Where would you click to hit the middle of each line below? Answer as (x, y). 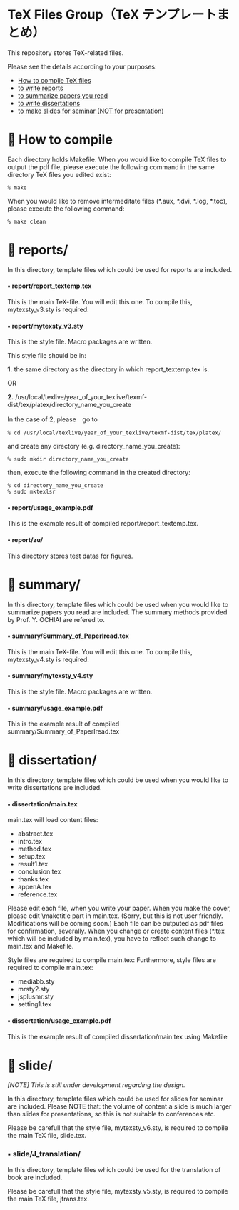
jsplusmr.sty (36, 996)
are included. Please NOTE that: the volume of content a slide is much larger (119, 1106)
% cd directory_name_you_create (55, 486)
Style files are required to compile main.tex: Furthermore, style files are (112, 960)
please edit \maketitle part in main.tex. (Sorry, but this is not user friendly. (115, 916)
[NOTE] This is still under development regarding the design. (96, 1085)
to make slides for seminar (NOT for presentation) (91, 111)
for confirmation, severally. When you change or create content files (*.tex (116, 931)
